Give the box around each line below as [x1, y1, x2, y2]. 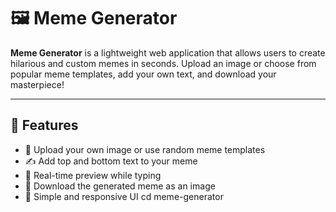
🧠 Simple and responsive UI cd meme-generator [24, 190, 224, 202]
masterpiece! [10, 78, 65, 90]
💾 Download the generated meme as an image [24, 180, 216, 192]
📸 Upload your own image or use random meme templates [24, 143, 266, 155]
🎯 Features [10, 117, 79, 134]
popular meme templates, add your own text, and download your [10, 68, 277, 80]
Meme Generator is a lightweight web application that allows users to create [10, 46, 326, 59]
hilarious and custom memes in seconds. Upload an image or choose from [10, 57, 317, 69]
